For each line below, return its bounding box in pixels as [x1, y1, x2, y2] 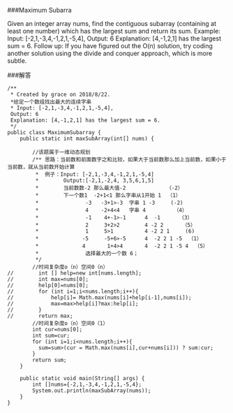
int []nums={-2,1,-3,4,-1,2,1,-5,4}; [32, 381, 142, 388]
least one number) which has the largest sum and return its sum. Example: [7, 27, 221, 35]
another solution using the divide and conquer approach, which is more [7, 49, 213, 57]
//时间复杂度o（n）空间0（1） [32, 320, 109, 327]
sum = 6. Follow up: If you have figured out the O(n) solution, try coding [7, 42, 213, 50]
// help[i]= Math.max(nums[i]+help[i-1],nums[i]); [7, 294, 192, 301]
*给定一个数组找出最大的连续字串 [10, 99, 92, 106]
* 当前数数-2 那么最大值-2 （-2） [35, 184, 183, 191]
